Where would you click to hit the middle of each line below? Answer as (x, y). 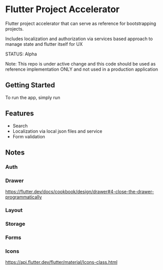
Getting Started (30, 85)
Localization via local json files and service (57, 131)
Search (20, 126)
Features (20, 114)
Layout (14, 211)
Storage (15, 224)
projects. (14, 28)
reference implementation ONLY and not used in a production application (82, 69)
